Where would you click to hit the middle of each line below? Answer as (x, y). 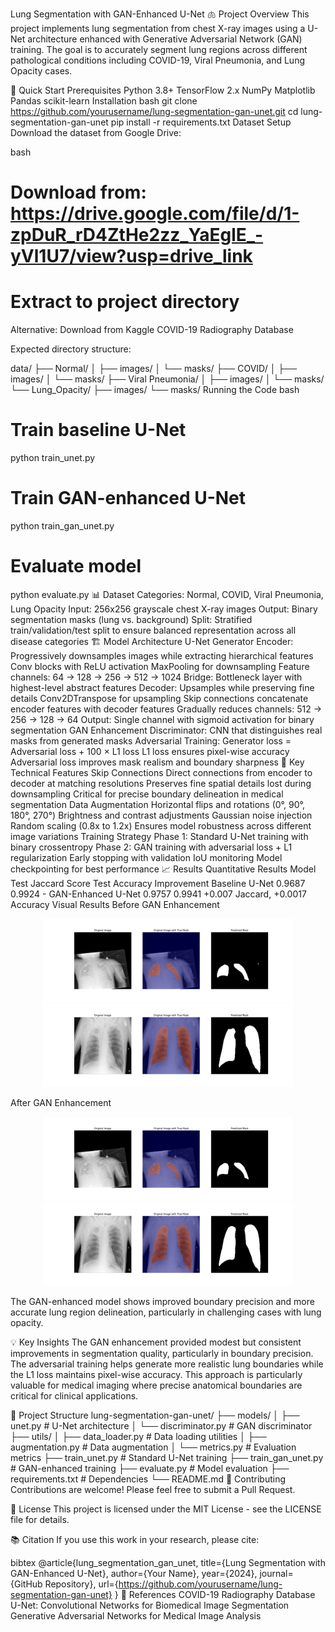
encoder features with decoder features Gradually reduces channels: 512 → (166, 709)
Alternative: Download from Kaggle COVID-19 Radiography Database (152, 330)
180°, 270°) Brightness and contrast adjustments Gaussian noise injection (161, 815)
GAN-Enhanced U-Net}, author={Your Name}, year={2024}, (134, 1573)
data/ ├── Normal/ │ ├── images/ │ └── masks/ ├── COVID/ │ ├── (154, 369)
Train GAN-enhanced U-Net (128, 498)
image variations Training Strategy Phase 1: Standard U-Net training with (159, 836)
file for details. (40, 1519)
